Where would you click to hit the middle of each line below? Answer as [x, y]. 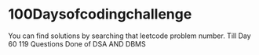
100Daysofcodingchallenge [100, 14]
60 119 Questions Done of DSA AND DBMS [77, 43]
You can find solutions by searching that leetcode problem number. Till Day [129, 36]
